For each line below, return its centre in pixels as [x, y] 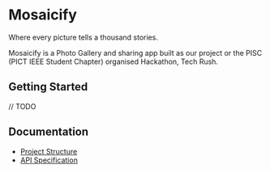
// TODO [22, 106]
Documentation [49, 132]
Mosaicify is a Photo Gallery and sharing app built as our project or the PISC [135, 53]
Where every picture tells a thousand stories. [83, 37]
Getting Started [48, 87]
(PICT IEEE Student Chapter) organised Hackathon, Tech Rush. [114, 61]
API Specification [49, 160]
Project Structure [49, 151]
